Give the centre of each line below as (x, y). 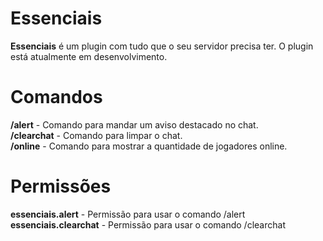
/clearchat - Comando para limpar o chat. (96, 135)
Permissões (61, 186)
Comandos (56, 97)
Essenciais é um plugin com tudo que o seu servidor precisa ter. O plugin (162, 46)
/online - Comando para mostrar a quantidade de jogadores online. (149, 146)
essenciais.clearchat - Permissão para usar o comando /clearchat (148, 224)
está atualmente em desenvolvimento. (89, 56)
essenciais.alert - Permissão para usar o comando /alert (128, 214)
